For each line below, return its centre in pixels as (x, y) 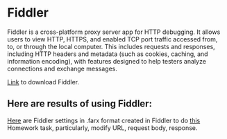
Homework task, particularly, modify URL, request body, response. (102, 128)
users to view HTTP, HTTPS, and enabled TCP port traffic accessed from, (112, 39)
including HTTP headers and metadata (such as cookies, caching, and (108, 54)
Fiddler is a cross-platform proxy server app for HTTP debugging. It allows (114, 32)
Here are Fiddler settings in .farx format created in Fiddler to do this (104, 120)
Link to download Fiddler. (43, 82)
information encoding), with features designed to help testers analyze (107, 61)
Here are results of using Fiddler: (80, 104)
